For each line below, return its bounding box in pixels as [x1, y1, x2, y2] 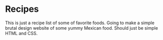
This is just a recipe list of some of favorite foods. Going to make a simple [5, 20, 155, 26]
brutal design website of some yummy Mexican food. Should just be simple [5, 25, 158, 31]
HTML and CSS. [5, 30, 38, 36]
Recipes [5, 3, 39, 15]
